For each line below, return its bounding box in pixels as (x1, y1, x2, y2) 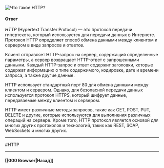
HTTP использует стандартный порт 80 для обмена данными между (5, 82, 149, 88)
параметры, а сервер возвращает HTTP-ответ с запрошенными (5, 57, 139, 63)
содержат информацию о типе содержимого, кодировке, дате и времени (5, 67, 159, 73)
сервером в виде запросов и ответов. (5, 42, 84, 48)
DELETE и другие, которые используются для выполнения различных (5, 112, 151, 118)
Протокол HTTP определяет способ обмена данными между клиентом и (5, 37, 158, 43)
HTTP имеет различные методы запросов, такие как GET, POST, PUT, (5, 107, 151, 113)
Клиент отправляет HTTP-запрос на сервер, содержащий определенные (5, 52, 159, 58)
